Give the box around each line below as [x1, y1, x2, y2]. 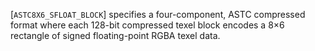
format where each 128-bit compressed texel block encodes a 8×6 [10, 19, 285, 31]
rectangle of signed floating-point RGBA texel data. [10, 30, 221, 41]
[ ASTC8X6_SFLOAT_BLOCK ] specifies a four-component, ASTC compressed [10, 9, 306, 20]
